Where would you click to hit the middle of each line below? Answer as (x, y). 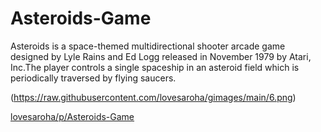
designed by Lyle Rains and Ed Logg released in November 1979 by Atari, (161, 56)
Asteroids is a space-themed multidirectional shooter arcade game (148, 46)
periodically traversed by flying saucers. (93, 78)
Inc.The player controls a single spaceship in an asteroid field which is (155, 67)
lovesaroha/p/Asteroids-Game (72, 116)
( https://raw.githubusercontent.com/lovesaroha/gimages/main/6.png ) (153, 97)
